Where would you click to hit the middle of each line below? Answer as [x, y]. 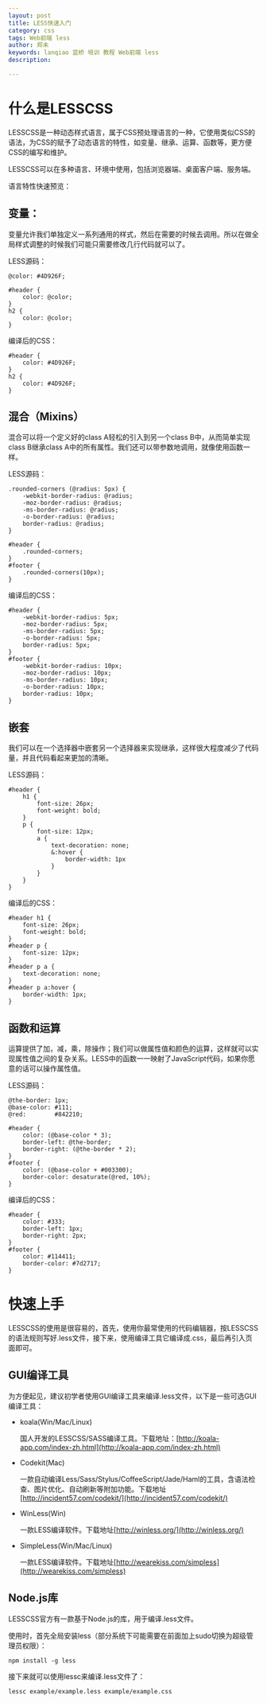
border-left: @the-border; [67, 1142]
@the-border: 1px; [39, 1101]
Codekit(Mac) [42, 1462]
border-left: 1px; [53, 1229]
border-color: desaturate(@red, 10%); [87, 1177]
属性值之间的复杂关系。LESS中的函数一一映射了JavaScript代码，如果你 [132, 1059]
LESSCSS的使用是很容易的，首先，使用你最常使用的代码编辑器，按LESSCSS [133, 1328]
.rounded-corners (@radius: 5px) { [67, 489]
